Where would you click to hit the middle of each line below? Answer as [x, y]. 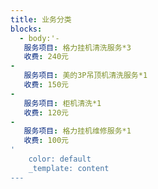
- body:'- [39, 38]
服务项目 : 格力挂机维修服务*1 [77, 131]
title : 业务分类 [41, 19]
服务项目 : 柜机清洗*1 [62, 103]
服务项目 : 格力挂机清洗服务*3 [77, 47]
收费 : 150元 [46, 85]
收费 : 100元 [46, 141]
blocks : [26, 29]
